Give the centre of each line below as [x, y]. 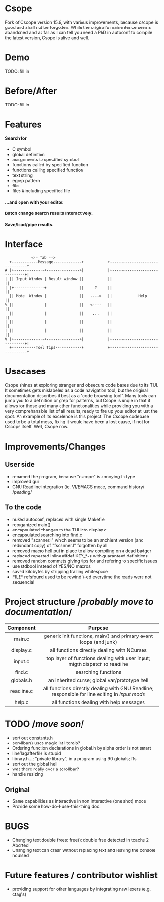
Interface [24, 245]
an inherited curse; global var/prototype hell [98, 680]
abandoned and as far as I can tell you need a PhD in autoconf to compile [79, 32]
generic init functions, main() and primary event [98, 636]
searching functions [98, 672]
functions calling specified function [48, 170]
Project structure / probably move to [79, 601]
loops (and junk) [98, 642]
